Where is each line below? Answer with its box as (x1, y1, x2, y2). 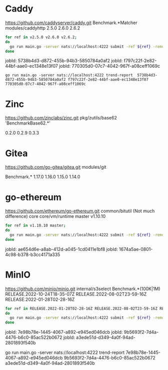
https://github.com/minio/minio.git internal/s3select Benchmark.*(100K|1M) (5, 286, 161, 292)
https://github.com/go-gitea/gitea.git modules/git (5, 164, 106, 170)
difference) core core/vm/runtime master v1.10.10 (5, 213, 106, 219)
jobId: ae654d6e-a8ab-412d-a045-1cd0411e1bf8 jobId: (5, 246, 118, 252)
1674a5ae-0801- (119, 246, 153, 252)
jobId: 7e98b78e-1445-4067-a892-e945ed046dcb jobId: (5, 329, 123, 335)
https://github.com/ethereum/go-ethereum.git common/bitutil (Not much (5, 208, 155, 214)
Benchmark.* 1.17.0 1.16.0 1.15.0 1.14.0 (5, 174, 80, 180)
